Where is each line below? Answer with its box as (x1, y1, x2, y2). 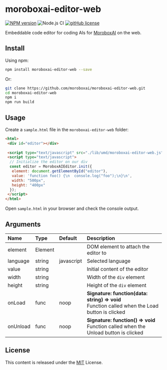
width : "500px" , (11, 178, 46, 183)
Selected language (86, 258, 131, 264)
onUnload (7, 323, 31, 330)
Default (59, 235, 77, 241)
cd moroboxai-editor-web (5, 90, 57, 95)
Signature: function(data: (86, 290, 148, 297)
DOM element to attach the (86, 243, 150, 250)
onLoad (7, 299, 26, 306)
